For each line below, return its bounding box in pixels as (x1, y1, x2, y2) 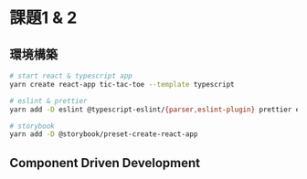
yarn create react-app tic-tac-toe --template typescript (9, 79, 235, 89)
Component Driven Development (9, 155, 201, 171)
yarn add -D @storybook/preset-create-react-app (9, 130, 198, 139)
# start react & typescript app (9, 71, 132, 80)
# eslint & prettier (9, 96, 89, 105)
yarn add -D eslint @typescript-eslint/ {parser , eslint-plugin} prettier (9, 105, 292, 114)
